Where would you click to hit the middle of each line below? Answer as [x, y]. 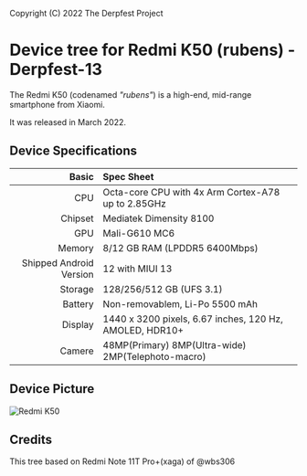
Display [78, 324]
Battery [78, 303]
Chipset [77, 218]
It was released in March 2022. [68, 122]
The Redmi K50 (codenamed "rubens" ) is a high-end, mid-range [131, 94]
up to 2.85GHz [134, 203]
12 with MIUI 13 [138, 269]
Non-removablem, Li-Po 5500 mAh [180, 303]
